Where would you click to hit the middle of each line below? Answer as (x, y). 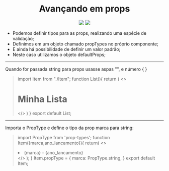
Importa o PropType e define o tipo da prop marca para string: (70, 128)
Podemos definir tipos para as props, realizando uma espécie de (79, 33)
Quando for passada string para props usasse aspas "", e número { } (76, 69)
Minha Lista (42, 99)
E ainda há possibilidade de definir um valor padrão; (66, 49)
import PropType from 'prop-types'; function (64, 137)
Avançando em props (84, 9)
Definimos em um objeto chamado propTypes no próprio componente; (85, 44)
